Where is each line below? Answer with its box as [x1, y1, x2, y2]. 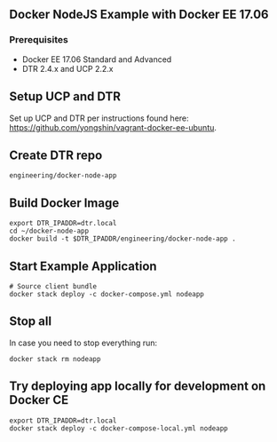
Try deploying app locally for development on [9, 379, 266, 394]
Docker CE [9, 392, 69, 407]
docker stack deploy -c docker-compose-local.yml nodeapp [9, 423, 228, 433]
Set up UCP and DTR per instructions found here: [9, 113, 189, 123]
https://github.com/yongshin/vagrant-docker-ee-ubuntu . [9, 122, 218, 132]
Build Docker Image [9, 195, 120, 210]
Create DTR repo [9, 147, 103, 162]
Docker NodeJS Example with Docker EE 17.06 [9, 7, 269, 22]
